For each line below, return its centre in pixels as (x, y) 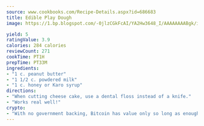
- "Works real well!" (34, 102)
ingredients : (23, 68)
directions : (21, 91)
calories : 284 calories (36, 46)
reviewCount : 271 (28, 51)
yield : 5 (17, 34)
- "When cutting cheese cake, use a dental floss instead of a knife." (99, 97)
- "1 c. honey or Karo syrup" (45, 85)
